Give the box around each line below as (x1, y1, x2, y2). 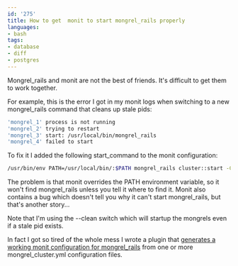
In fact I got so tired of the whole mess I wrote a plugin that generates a (7, 235, 216, 244)
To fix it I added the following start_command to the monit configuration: (7, 151, 218, 160)
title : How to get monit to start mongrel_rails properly (7, 17, 186, 24)
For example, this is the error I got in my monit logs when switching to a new (7, 97, 230, 106)
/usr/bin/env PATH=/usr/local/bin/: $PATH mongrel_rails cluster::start (7, 165, 223, 172)
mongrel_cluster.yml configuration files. (7, 250, 123, 259)
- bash (7, 30, 27, 38)
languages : (7, 23, 40, 31)
